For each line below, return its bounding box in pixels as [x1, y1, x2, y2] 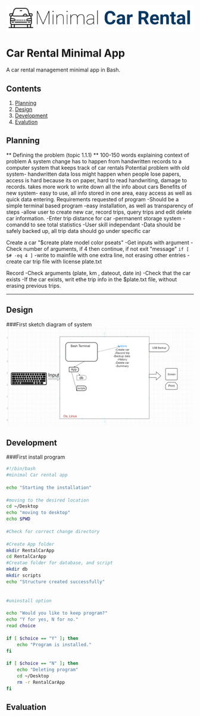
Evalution [14, 118, 38, 125]
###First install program [6, 453, 65, 460]
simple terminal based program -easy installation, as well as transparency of [6, 202, 193, 209]
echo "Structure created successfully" [6, 578, 105, 585]
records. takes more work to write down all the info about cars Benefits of [6, 183, 187, 190]
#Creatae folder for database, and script [6, 560, 113, 566]
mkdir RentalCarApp [6, 547, 55, 553]
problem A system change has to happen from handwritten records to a [6, 157, 182, 165]
